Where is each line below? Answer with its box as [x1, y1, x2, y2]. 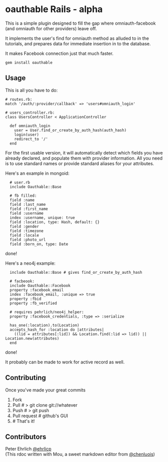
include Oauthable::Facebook [10, 283, 71, 288]
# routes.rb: [5, 97, 33, 102]
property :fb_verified [10, 300, 57, 305]
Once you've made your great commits [5, 387, 86, 393]
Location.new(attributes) [5, 336, 59, 341]
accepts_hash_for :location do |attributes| [10, 327, 104, 332]
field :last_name [10, 202, 46, 207]
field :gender [10, 224, 39, 229]
